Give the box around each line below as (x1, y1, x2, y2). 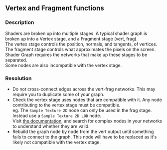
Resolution (5, 74, 32, 81)
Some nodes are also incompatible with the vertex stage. (5, 62, 122, 68)
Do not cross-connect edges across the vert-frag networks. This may (12, 86, 156, 92)
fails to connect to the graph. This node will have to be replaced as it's (12, 133, 157, 139)
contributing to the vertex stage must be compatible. (12, 102, 121, 108)
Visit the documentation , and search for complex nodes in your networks (12, 117, 163, 124)
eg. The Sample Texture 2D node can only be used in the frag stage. (12, 107, 152, 113)
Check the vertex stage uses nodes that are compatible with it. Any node (12, 96, 162, 102)
